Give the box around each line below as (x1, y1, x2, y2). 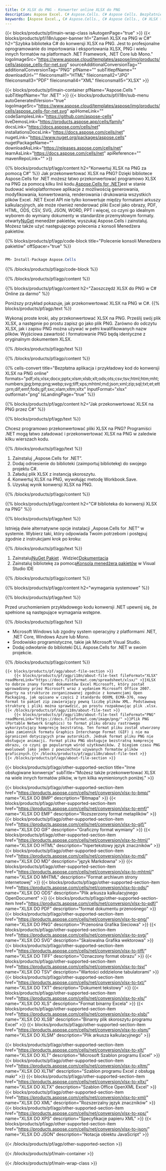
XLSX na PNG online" (5, 370, 48, 376)
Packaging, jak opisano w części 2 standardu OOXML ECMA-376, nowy (5, 695, 147, 700)
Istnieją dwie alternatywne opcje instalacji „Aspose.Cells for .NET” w (5, 525, 144, 531)
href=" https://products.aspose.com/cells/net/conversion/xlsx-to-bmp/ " (5, 790, 151, 796)
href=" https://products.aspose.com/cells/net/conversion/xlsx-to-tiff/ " (5, 948, 147, 954)
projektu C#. (12, 466, 38, 472)
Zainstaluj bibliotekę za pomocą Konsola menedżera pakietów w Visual (12, 560, 156, 566)
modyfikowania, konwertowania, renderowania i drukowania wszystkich (5, 191, 152, 197)
